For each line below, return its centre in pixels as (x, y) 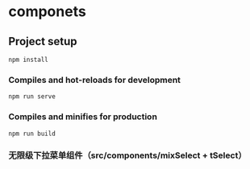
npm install (28, 60)
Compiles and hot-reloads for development (95, 80)
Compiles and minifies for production (83, 117)
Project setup (43, 41)
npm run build (32, 134)
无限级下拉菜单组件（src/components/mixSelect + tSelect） (127, 155)
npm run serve (32, 97)
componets (47, 12)
